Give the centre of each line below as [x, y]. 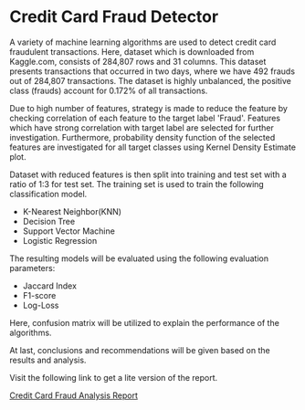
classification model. [48, 194]
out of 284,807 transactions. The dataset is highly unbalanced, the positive [151, 80]
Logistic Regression [60, 240]
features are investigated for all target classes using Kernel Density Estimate [153, 147]
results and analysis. [48, 360]
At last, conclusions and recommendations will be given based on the [140, 350]
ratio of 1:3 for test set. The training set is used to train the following [137, 184]
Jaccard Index [50, 286]
